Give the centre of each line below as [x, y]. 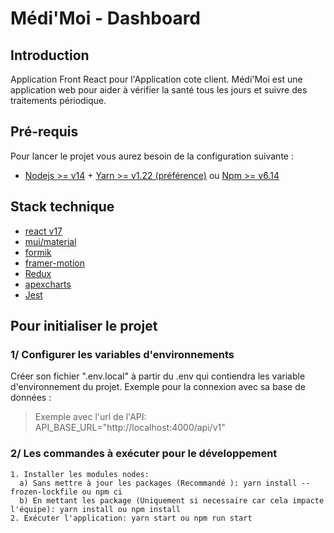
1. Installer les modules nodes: [80, 474]
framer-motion [54, 263]
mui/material [50, 241]
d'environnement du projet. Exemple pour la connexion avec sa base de [158, 387]
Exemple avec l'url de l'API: [90, 417]
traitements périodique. [58, 100]
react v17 [43, 231]
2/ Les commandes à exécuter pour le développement [144, 454]
